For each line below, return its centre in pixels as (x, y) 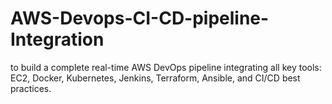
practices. (31, 88)
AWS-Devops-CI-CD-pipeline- (140, 18)
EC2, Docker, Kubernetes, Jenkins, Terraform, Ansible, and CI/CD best (155, 78)
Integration (57, 39)
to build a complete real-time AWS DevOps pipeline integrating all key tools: (166, 67)
